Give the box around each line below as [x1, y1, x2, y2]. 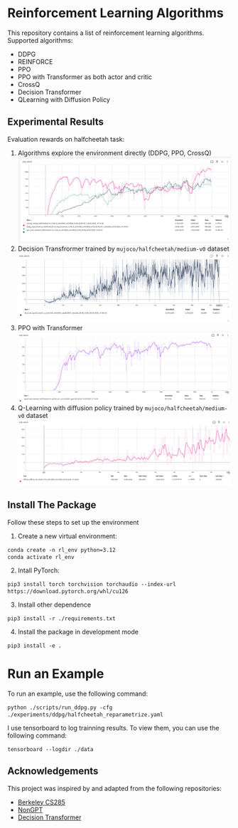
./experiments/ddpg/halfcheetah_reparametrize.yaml [7, 711, 163, 718]
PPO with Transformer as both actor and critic [17, 73, 153, 81]
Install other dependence [17, 600, 91, 609]
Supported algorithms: [7, 36, 73, 44]
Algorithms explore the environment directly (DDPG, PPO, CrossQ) [17, 148, 212, 157]
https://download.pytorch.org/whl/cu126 [7, 587, 129, 595]
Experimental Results [7, 116, 104, 128]
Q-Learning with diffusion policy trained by [17, 404, 144, 412]
